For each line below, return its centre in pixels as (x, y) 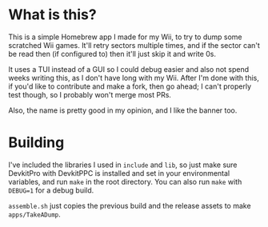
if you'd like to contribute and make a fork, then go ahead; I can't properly (130, 86)
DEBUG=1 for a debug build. (51, 190)
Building (36, 143)
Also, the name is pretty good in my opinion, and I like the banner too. (123, 110)
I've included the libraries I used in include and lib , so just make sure (123, 165)
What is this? (53, 15)
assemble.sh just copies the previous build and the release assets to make (130, 205)
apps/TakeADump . (35, 214)
